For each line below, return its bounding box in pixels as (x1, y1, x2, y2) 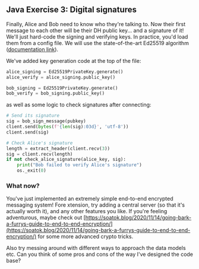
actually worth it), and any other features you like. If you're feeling (6, 208, 168, 215)
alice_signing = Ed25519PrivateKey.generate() (6, 68, 124, 75)
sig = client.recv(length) (6, 151, 73, 157)
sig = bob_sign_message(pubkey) (6, 118, 86, 124)
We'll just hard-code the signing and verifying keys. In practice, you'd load (6, 33, 188, 40)
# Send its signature (6, 113, 60, 119)
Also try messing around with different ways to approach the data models (6, 245, 186, 252)
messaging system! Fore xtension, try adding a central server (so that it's (6, 201, 185, 208)
